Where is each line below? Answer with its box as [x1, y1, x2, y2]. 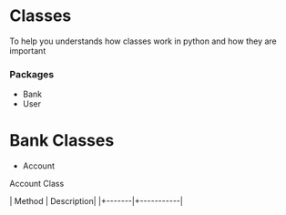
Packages [9, 67, 55, 80]
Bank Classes [9, 130, 115, 151]
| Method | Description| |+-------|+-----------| [9, 196, 184, 207]
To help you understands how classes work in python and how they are [9, 36, 277, 46]
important [9, 45, 46, 56]
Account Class [9, 179, 65, 189]
